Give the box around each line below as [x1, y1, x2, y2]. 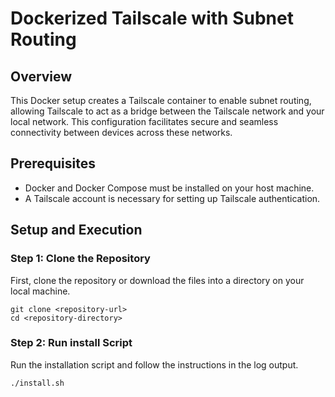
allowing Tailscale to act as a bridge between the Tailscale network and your [10, 105, 325, 117]
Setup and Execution [10, 222, 143, 239]
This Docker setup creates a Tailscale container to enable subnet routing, [10, 95, 312, 106]
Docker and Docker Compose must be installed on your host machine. [24, 182, 315, 194]
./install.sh [10, 378, 65, 388]
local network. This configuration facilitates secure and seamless [10, 116, 279, 127]
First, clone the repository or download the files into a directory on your [10, 274, 305, 286]
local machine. [10, 285, 71, 297]
